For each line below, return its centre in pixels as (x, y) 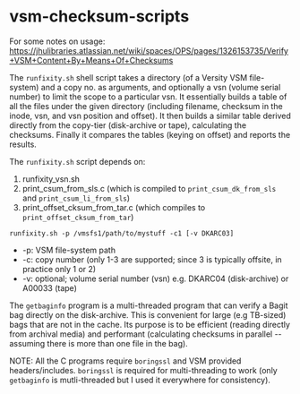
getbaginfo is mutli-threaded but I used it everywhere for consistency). (140, 380)
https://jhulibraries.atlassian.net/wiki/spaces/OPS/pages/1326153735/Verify (149, 50)
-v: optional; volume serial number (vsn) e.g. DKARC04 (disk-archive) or (155, 278)
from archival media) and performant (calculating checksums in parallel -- (146, 334)
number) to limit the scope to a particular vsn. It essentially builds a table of (148, 97)
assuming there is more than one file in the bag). (99, 343)
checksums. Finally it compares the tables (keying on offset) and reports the (150, 134)
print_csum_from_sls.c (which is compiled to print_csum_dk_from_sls (149, 188)
